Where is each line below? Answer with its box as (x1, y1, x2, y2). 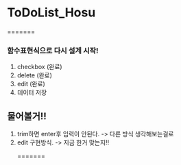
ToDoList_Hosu (7, 5, 96, 21)
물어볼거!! (7, 110, 47, 122)
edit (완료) (16, 80, 46, 88)
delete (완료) (16, 71, 53, 79)
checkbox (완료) (16, 63, 63, 71)
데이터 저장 (16, 88, 47, 97)
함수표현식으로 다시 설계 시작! (7, 46, 99, 55)
